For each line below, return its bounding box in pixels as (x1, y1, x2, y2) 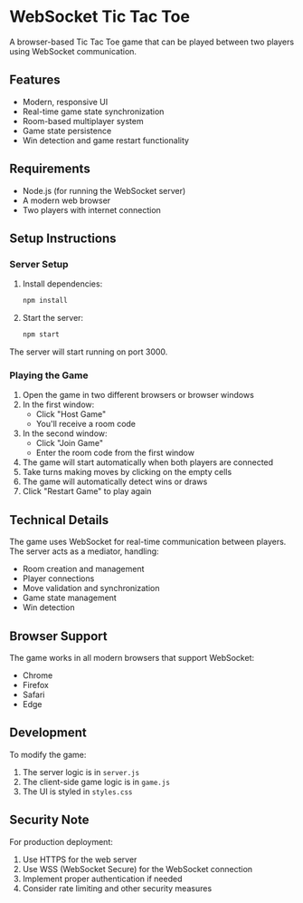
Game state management (22, 592, 118, 604)
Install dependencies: (22, 278, 103, 289)
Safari (22, 689, 45, 700)
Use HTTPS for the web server (22, 854, 137, 865)
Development (9, 725, 88, 741)
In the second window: (22, 428, 108, 439)
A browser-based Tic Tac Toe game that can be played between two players (9, 36, 295, 47)
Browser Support (9, 628, 109, 644)
